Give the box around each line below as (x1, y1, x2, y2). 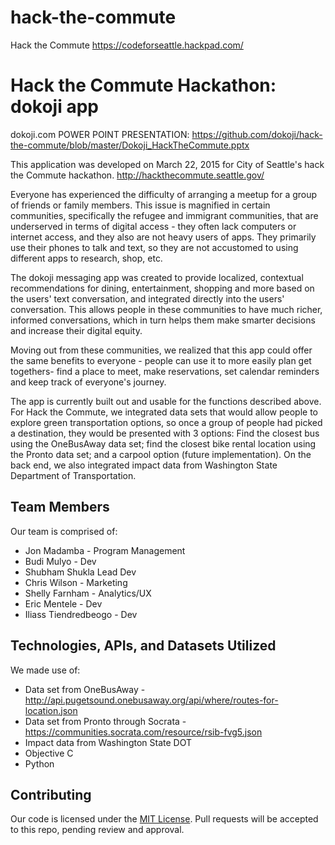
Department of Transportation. (10, 469, 137, 481)
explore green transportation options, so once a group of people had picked (10, 416, 323, 428)
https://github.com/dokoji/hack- (191, 128, 323, 140)
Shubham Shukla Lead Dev (24, 566, 137, 578)
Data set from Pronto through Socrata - (24, 715, 187, 727)
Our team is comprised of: (10, 525, 118, 537)
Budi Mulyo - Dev (24, 555, 97, 567)
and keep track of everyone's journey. (10, 376, 167, 388)
